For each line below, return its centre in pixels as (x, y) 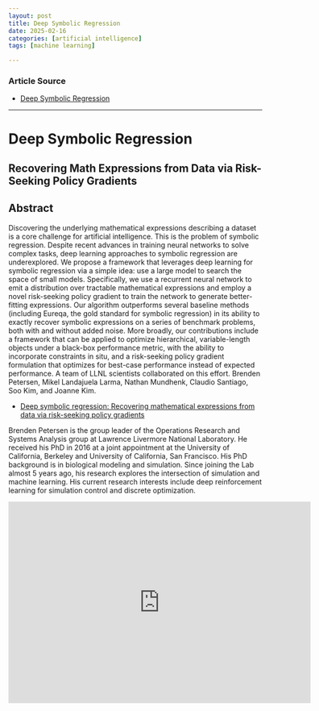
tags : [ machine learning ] (52, 46)
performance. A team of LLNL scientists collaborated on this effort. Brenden (134, 373)
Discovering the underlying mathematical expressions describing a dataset (133, 227)
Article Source (37, 81)
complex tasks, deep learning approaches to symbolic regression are (123, 253)
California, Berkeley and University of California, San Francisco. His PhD (128, 455)
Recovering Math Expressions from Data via (121, 168)
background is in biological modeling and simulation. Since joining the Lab (131, 464)
